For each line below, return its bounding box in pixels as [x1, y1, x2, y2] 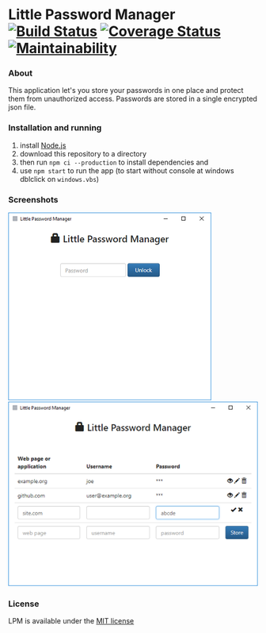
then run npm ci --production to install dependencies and [19, 157, 209, 167]
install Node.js [19, 141, 66, 150]
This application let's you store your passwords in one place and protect [8, 86, 244, 95]
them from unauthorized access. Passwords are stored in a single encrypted [8, 94, 257, 104]
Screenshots [8, 194, 59, 205]
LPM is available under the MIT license [8, 616, 135, 626]
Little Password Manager [8, 6, 176, 24]
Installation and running [8, 122, 102, 133]
